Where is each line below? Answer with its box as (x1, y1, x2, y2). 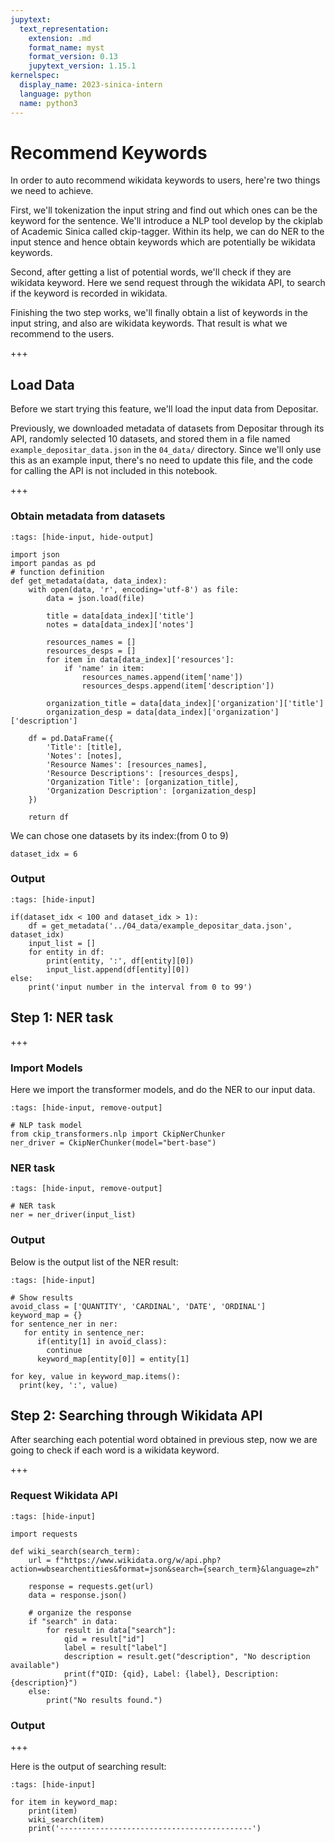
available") (10, 1660, 60, 1670)
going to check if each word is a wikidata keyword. (10, 1444, 220, 1456)
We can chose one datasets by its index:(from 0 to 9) (10, 829, 229, 841)
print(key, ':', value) (19, 1380, 118, 1390)
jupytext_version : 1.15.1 (28, 61, 137, 71)
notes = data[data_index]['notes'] (46, 619, 195, 630)
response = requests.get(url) (28, 1581, 155, 1591)
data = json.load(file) (46, 593, 145, 603)
